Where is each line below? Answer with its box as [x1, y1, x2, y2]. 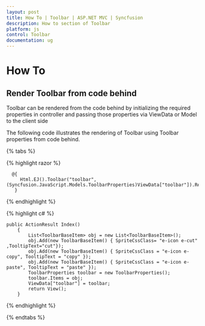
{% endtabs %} [6, 314, 45, 321]
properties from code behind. [6, 136, 81, 143]
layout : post [6, 9, 40, 15]
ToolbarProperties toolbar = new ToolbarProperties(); [28, 270, 171, 276]
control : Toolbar [6, 32, 51, 38]
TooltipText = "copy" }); [25, 254, 92, 260]
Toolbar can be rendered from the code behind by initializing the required [6, 105, 191, 111]
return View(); [28, 286, 67, 292]
